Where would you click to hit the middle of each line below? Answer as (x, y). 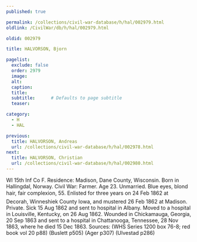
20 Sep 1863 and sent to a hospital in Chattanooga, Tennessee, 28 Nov (92, 220)
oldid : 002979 (24, 38)
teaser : (21, 104)
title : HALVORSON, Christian (47, 158)
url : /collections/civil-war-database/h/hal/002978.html (83, 147)
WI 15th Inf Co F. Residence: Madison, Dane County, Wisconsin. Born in (93, 180)
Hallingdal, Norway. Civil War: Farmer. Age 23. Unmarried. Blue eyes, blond (97, 186)
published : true (26, 12)
